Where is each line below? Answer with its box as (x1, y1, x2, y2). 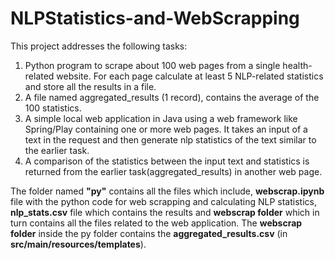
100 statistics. (24, 102, 82, 114)
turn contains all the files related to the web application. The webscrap (10, 217, 303, 229)
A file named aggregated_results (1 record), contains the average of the (24, 91, 320, 103)
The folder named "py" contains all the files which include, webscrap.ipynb (10, 185, 325, 197)
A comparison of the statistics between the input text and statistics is (24, 155, 310, 167)
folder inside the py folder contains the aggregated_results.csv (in (10, 227, 288, 239)
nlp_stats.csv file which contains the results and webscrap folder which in (10, 206, 320, 218)
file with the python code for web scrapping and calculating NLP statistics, (10, 195, 317, 207)
